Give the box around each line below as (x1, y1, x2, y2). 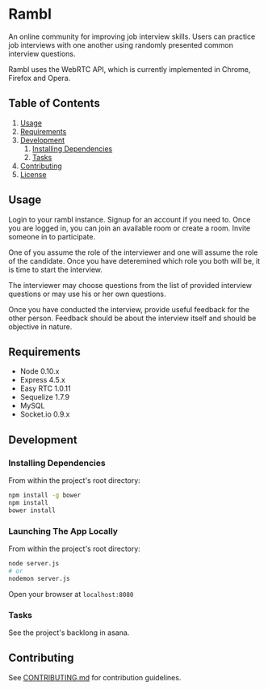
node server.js (8, 559, 60, 567)
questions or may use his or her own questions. (8, 289, 166, 298)
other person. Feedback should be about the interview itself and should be (8, 313, 257, 323)
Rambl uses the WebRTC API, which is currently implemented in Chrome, (8, 64, 251, 74)
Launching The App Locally (8, 525, 119, 536)
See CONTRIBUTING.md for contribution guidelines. (8, 672, 182, 682)
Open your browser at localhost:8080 (8, 589, 134, 599)
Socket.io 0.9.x (19, 409, 70, 419)
